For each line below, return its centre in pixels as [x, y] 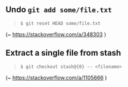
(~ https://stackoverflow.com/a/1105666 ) [56, 78]
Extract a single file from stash [63, 53]
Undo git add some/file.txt [59, 10]
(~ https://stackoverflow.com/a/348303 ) [56, 34]
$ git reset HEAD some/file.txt [60, 23]
